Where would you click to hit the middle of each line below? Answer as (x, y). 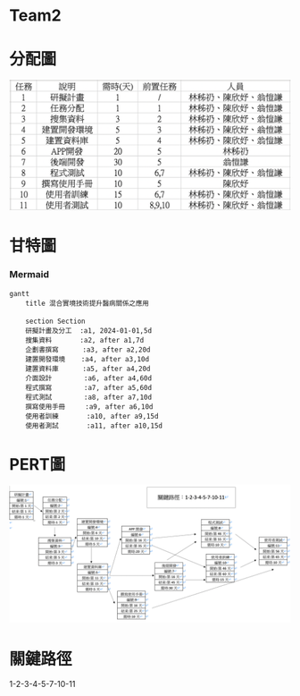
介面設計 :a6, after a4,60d (89, 378)
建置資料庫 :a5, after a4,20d (88, 369)
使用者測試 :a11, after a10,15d (94, 426)
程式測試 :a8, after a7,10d (89, 398)
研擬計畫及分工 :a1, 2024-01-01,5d (89, 331)
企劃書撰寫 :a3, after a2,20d (88, 350)
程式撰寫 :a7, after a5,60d (89, 388)
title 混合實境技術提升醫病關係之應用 (87, 304)
